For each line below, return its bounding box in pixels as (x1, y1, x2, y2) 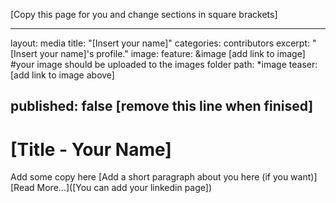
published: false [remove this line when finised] (10, 98, 314, 115)
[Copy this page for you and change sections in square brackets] (10, 9, 278, 20)
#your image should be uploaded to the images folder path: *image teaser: (10, 59, 318, 70)
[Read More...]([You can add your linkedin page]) (10, 182, 213, 194)
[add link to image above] (10, 69, 115, 81)
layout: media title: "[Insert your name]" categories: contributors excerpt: (10, 37, 311, 49)
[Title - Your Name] (10, 138, 172, 161)
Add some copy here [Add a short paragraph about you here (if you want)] (10, 171, 318, 183)
